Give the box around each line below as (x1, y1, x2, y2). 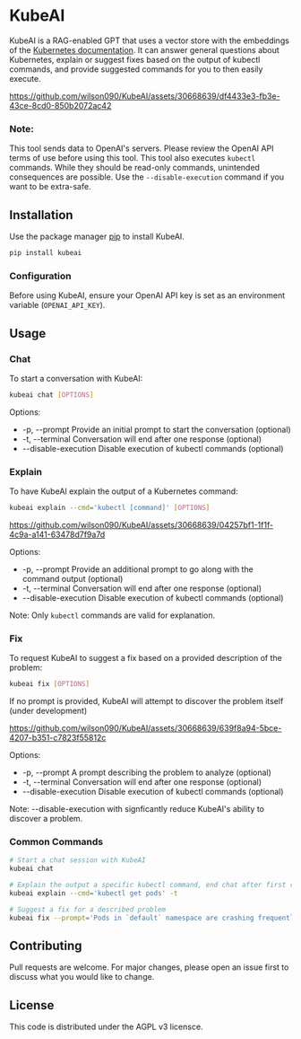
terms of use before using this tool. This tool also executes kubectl (9, 153, 256, 163)
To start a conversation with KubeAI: (9, 373, 143, 383)
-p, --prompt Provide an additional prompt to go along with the (21, 563, 254, 575)
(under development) (9, 706, 88, 717)
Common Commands (9, 836, 104, 849)
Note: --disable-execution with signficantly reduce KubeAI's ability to (9, 804, 264, 814)
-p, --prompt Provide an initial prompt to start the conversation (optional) (21, 424, 291, 435)
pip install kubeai (9, 249, 82, 258)
